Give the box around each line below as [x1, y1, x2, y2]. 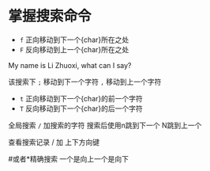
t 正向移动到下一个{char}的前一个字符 [19, 93, 144, 103]
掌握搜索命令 [8, 7, 92, 25]
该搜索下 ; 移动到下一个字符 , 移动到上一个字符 [8, 77, 162, 86]
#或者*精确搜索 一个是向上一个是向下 [8, 154, 129, 163]
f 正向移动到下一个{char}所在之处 [19, 35, 129, 44]
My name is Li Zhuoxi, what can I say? [8, 60, 132, 70]
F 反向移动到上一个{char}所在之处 [19, 44, 129, 54]
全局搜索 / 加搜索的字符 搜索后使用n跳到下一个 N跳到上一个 [8, 120, 202, 130]
